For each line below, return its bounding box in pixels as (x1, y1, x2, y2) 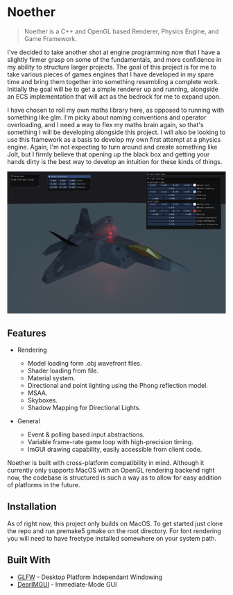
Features (7, 327, 46, 339)
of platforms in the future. (7, 481, 80, 489)
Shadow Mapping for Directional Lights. (27, 404, 141, 412)
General (17, 417, 40, 425)
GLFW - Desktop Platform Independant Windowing (17, 573, 163, 581)
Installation (7, 501, 57, 513)
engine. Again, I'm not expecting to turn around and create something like (7, 142, 218, 151)
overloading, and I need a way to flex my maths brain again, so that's (7, 120, 204, 129)
